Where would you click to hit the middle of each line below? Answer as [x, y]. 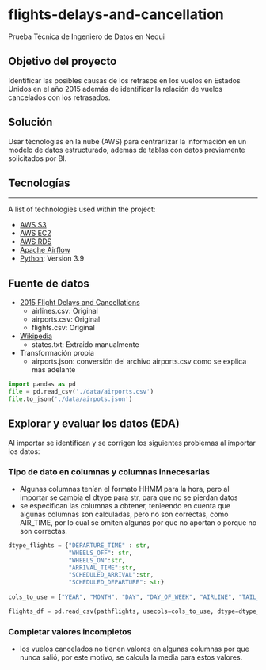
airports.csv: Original [66, 319]
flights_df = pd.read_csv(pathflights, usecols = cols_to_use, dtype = [123, 611]
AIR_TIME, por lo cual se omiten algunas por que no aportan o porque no [138, 522]
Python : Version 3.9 [52, 258]
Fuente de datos [49, 283]
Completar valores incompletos [70, 631]
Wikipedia [36, 336]
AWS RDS [36, 242]
